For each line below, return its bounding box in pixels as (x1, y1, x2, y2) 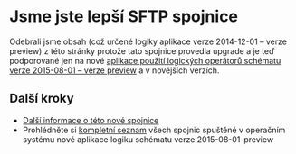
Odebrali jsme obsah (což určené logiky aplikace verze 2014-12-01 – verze (9, 36, 288, 47)
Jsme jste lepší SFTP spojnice (9, 6, 238, 27)
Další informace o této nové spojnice (22, 114, 159, 125)
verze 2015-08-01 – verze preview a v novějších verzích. (9, 65, 220, 76)
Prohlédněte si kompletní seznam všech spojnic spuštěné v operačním (22, 124, 286, 135)
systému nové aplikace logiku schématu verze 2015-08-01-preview (22, 133, 274, 145)
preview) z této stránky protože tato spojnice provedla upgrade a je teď (9, 45, 275, 56)
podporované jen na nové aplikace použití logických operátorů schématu (9, 55, 282, 66)
